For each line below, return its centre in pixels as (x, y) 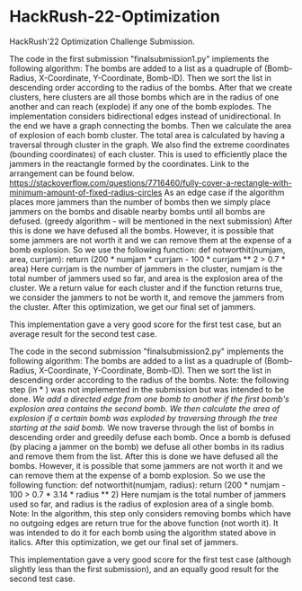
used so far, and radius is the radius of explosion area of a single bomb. (142, 504)
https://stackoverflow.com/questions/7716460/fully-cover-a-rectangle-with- (151, 182)
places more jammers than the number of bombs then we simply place (140, 202)
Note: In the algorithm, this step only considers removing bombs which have (151, 513)
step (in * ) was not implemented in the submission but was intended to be (147, 389)
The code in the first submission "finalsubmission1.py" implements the (139, 58)
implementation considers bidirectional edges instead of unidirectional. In (145, 116)
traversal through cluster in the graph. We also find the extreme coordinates (150, 145)
